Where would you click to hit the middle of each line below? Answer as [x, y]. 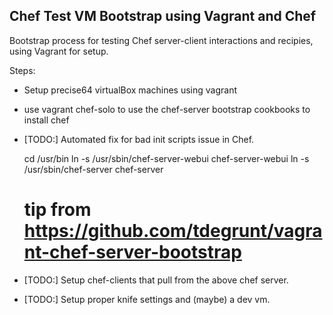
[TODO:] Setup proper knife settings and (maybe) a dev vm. [147, 299]
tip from [57, 210]
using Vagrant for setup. [59, 51]
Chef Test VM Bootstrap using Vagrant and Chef [163, 16]
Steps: [22, 70]
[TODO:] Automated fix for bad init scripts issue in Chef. [139, 139]
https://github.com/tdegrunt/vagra [173, 231]
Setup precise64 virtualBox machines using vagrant [130, 90]
